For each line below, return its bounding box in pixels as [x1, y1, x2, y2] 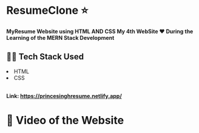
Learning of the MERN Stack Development [6, 34, 115, 41]
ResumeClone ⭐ [6, 4, 89, 18]
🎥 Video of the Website [6, 113, 124, 127]
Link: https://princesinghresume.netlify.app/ [6, 92, 123, 99]
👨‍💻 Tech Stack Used [6, 51, 84, 62]
